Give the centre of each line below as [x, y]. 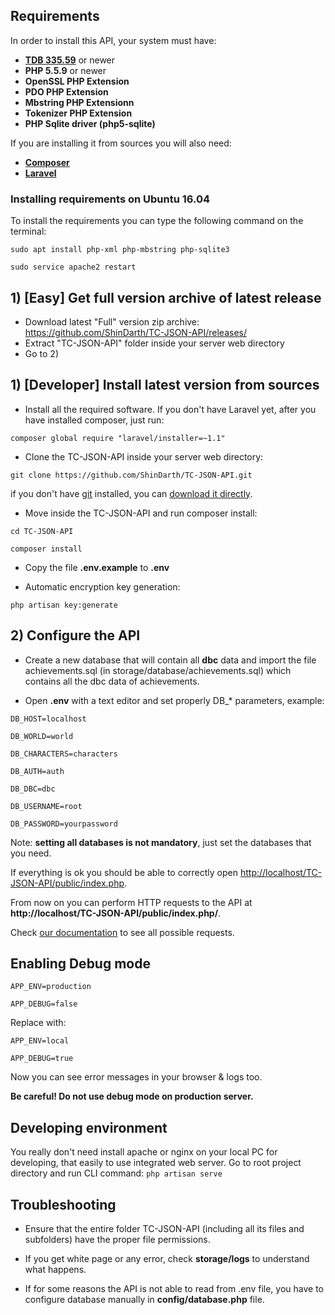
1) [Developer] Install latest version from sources [165, 385]
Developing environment [89, 1127]
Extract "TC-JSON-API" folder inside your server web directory [154, 343]
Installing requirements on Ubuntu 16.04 [110, 199]
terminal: [28, 231]
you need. [31, 853]
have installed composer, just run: [94, 420]
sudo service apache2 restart [73, 267]
